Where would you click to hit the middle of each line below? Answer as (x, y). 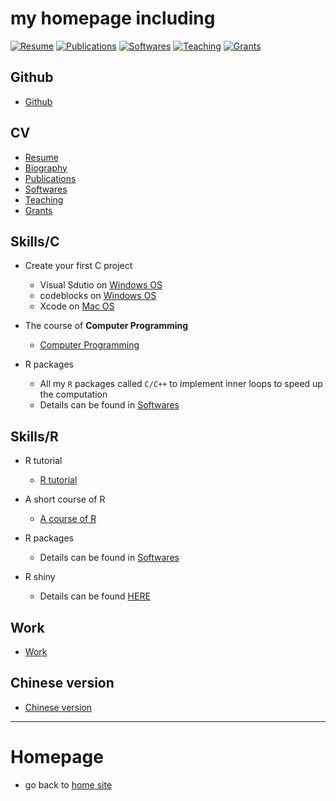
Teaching (44, 199)
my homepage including (113, 18)
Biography (46, 168)
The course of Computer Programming (106, 326)
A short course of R (65, 499)
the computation (73, 394)
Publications (50, 178)
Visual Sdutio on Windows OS (101, 285)
